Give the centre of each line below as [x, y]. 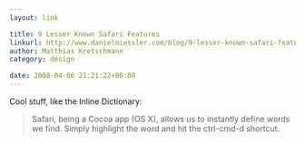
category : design [42, 60]
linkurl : [26, 43]
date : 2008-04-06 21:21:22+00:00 [73, 76]
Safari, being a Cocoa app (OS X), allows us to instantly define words [161, 119]
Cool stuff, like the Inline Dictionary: [76, 101]
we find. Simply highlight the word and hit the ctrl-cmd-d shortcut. [156, 129]
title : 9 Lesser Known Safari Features [85, 34]
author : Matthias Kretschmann [67, 51]
